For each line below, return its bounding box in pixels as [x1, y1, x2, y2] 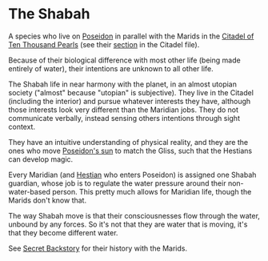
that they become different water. [8, 227, 118, 237]
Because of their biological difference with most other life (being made [8, 55, 242, 65]
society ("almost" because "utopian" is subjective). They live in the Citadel [8, 87, 254, 97]
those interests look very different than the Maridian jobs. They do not [8, 105, 238, 114]
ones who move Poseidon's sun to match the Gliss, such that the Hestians [8, 146, 253, 155]
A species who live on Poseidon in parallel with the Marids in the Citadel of [8, 31, 254, 41]
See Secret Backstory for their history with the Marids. [8, 243, 188, 253]
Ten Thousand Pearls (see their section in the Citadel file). [8, 39, 200, 49]
